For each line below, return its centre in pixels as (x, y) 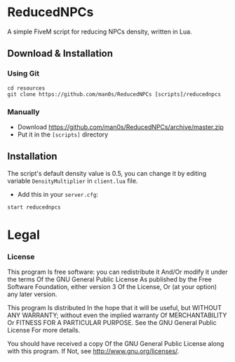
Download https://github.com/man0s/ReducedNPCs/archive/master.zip (120, 127)
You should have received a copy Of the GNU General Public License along (116, 344)
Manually (23, 111)
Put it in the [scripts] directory (63, 134)
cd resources (26, 88)
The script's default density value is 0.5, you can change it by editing (107, 173)
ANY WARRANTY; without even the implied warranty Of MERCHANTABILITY (117, 315)
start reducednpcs (34, 207)
